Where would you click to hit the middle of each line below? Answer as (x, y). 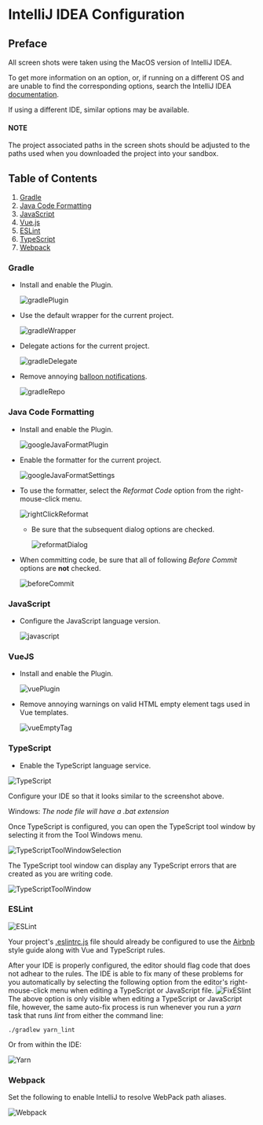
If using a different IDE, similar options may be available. (99, 109)
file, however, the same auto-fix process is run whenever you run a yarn (124, 1007)
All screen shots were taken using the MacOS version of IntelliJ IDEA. (120, 62)
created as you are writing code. (60, 873)
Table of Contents (53, 178)
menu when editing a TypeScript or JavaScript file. (132, 990)
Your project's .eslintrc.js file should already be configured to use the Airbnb (131, 942)
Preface (28, 44)
